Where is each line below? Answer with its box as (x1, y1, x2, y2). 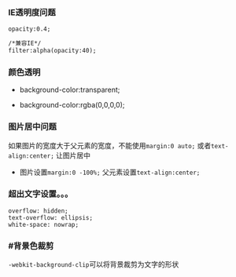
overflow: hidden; (8, 206, 68, 215)
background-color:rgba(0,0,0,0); (19, 100, 125, 110)
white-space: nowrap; (8, 221, 79, 228)
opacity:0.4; (8, 25, 51, 33)
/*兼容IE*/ (8, 39, 42, 48)
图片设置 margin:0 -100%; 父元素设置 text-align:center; (19, 167, 201, 177)
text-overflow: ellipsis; (8, 213, 93, 221)
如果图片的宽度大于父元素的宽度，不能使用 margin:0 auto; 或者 (8, 140, 212, 150)
